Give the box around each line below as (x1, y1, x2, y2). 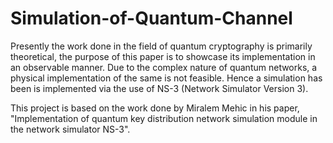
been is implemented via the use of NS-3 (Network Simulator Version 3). (10, 82, 309, 94)
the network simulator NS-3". (10, 123, 131, 135)
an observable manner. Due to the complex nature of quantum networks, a (10, 61, 318, 73)
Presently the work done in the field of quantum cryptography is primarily (10, 40, 313, 52)
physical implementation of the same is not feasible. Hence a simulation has (10, 72, 323, 84)
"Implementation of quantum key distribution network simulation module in (10, 112, 318, 124)
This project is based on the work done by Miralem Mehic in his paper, (10, 102, 300, 114)
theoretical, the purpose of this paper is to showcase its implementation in (10, 50, 316, 62)
